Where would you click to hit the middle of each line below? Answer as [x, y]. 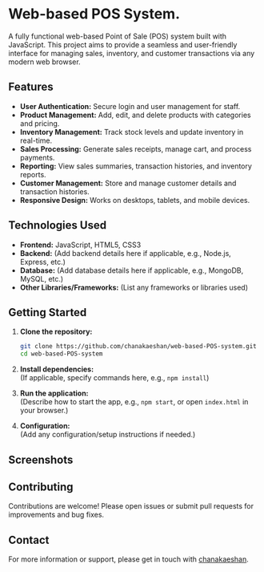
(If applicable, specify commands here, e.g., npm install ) [114, 378]
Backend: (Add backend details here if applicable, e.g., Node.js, [126, 253]
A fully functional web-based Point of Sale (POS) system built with [117, 36]
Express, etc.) [43, 262]
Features [31, 87]
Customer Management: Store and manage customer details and [128, 183]
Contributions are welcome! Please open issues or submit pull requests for [131, 506]
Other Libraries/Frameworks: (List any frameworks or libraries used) [134, 287]
